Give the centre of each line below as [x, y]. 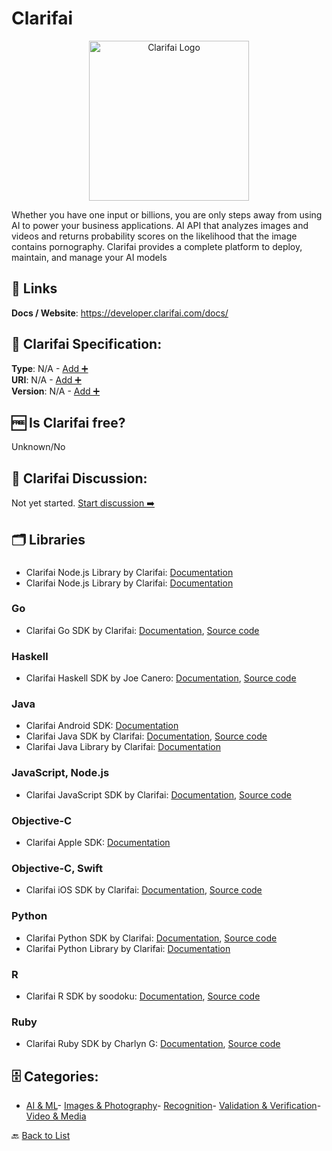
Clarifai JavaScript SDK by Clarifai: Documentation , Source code [158, 794]
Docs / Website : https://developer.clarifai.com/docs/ [120, 313]
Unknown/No [38, 447]
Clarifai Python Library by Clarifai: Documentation [128, 948]
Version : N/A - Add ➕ [56, 391]
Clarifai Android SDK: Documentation [102, 726]
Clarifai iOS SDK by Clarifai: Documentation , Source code [144, 890]
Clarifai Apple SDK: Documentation [98, 842]
